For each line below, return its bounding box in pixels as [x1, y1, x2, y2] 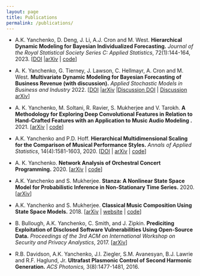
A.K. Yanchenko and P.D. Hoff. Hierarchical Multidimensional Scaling [14, 135, 188, 142]
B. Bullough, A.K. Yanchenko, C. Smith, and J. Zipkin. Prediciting [14, 220, 175, 227]
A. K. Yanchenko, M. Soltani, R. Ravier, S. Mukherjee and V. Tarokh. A [14, 104, 186, 112]
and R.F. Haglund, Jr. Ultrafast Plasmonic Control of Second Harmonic [14, 257, 192, 264]
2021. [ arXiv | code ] [14, 124, 64, 131]
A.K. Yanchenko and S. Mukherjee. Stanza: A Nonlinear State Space [14, 178, 185, 185]
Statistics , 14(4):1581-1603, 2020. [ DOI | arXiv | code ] [14, 148, 147, 155]
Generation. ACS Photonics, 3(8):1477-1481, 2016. [14, 263, 140, 271]
